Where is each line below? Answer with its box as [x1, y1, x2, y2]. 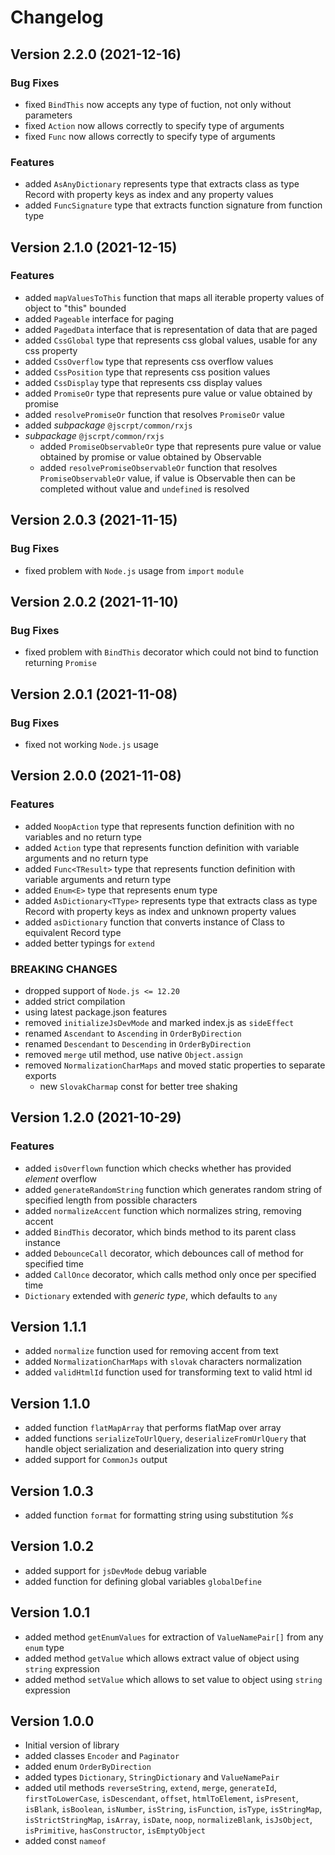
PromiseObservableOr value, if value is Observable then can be [39, 472, 296, 484]
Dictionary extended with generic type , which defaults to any [24, 1289, 278, 1301]
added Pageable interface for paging [24, 312, 175, 325]
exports [24, 1069, 57, 1081]
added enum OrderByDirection [24, 1761, 152, 1773]
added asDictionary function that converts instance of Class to [24, 916, 285, 928]
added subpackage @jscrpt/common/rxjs [24, 419, 193, 431]
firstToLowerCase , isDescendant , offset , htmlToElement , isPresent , [24, 1792, 299, 1805]
